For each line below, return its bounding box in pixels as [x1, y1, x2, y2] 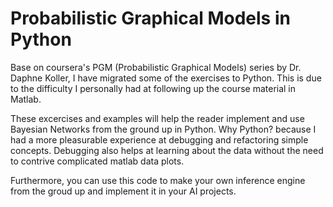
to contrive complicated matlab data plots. [10, 155, 185, 167]
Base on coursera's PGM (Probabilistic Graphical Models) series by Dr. [10, 61, 302, 73]
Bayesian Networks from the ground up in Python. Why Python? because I [10, 123, 317, 135]
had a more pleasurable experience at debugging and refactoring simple [10, 133, 309, 146]
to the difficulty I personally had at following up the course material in [10, 82, 297, 94]
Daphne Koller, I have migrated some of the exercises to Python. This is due [10, 72, 322, 84]
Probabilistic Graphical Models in [10, 7, 291, 30]
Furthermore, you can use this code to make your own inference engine [10, 174, 306, 186]
